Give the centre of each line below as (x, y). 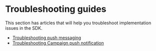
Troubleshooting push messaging (47, 38)
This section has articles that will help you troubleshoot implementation (78, 23)
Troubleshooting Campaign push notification (58, 43)
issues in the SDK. (24, 28)
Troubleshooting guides (56, 9)
